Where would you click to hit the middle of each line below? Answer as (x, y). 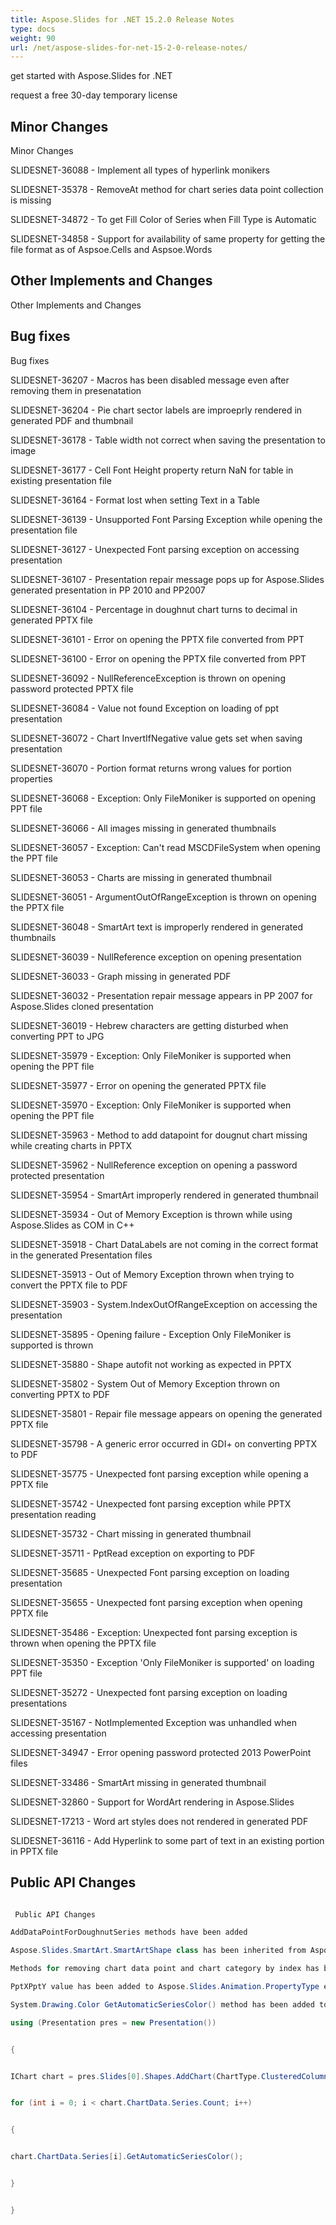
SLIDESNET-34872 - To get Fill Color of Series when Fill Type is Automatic (163, 220)
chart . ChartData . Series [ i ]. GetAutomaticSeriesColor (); (127, 2157)
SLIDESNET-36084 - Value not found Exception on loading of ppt (145, 708)
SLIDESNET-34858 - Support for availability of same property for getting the (168, 239)
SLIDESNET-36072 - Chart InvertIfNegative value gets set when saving (156, 738)
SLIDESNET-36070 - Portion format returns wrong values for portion (151, 768)
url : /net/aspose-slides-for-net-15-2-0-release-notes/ (129, 47)
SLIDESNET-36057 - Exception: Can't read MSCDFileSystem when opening (165, 847)
